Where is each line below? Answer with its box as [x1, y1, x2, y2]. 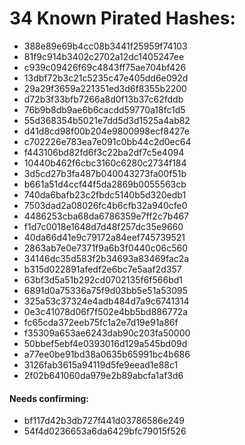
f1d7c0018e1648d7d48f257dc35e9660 [23, 220, 184, 232]
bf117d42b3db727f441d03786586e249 [23, 415, 185, 427]
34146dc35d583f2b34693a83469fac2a [23, 252, 190, 264]
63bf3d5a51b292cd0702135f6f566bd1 [23, 273, 183, 286]
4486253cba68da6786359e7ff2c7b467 [23, 210, 190, 222]
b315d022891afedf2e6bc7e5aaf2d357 [23, 263, 182, 275]
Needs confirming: [9, 392, 89, 404]
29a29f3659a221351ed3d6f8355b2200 [23, 82, 187, 94]
